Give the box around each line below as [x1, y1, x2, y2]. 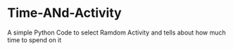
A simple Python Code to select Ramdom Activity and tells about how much [7, 28, 227, 37]
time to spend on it [7, 35, 62, 44]
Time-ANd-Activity [7, 5, 122, 21]
